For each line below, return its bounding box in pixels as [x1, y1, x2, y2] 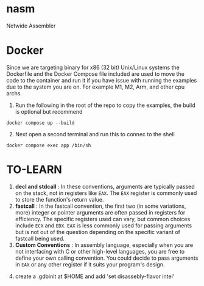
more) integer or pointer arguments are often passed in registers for [15, 208, 186, 216]
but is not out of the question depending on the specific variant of [15, 228, 181, 235]
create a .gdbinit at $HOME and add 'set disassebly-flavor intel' [15, 273, 175, 280]
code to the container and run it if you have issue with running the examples [6, 76, 197, 84]
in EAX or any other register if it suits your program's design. [15, 260, 165, 268]
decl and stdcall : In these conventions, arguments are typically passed [15, 183, 195, 190]
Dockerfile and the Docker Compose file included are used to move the [6, 70, 185, 78]
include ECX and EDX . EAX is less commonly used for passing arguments [15, 222, 192, 229]
